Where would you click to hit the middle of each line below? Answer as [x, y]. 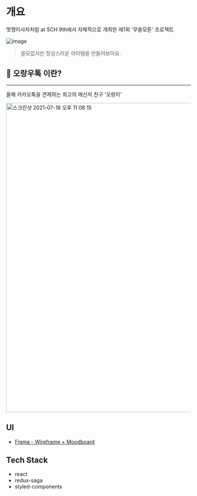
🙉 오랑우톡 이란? [34, 74]
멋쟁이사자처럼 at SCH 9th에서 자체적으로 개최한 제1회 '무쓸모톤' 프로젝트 [90, 29]
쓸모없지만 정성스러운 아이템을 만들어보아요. [71, 53]
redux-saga [28, 480]
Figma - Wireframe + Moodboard [55, 441]
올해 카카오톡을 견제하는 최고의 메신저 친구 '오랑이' [64, 94]
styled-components [38, 487]
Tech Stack [27, 460]
